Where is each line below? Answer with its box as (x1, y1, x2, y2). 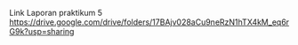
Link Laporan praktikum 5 (9, 8, 103, 18)
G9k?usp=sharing (9, 26, 75, 36)
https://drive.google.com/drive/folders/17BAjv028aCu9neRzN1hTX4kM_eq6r (9, 17, 290, 27)
